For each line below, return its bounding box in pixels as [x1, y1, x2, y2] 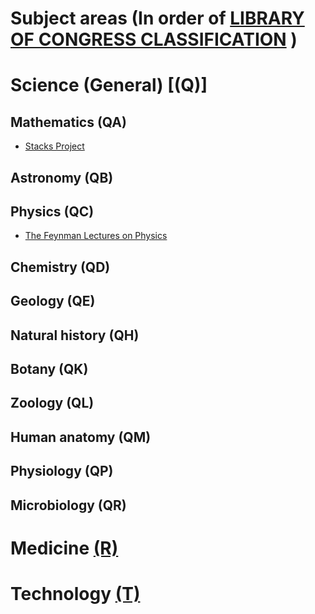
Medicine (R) [10, 537, 119, 559]
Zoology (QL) [10, 395, 95, 412]
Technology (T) [10, 582, 141, 605]
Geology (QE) [10, 293, 96, 310]
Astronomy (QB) [10, 169, 114, 186]
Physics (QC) [10, 203, 95, 220]
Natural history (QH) [10, 327, 140, 344]
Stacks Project [24, 140, 85, 152]
